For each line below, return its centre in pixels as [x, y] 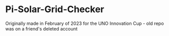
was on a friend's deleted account [42, 28]
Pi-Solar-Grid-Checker [55, 9]
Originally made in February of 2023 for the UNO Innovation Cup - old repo [85, 23]
